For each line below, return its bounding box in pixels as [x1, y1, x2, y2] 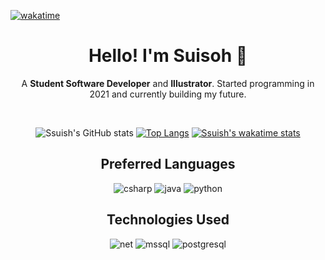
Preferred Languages [100, 156, 236, 173]
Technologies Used [106, 211, 230, 229]
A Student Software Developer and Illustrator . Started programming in [21, 77, 315, 89]
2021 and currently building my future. [89, 88, 247, 100]
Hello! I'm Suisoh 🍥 [88, 45, 248, 67]
